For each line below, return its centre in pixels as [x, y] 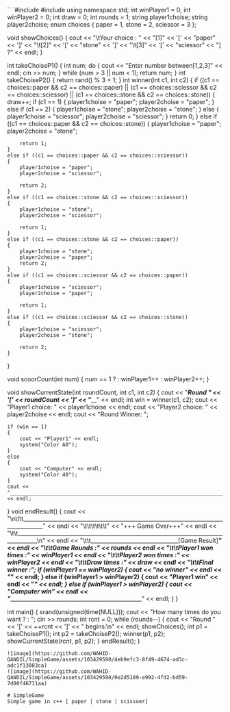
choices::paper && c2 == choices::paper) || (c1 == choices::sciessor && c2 [112, 87]
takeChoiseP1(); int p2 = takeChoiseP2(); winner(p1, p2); [86, 634]
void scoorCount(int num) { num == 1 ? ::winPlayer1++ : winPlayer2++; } [108, 379]
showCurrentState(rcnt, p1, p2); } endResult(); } [74, 641]
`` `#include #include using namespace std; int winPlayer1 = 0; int [99, 10]
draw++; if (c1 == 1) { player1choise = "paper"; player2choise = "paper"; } [111, 102]
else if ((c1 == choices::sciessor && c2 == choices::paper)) [98, 275]
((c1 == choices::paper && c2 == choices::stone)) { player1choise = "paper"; [114, 124]
